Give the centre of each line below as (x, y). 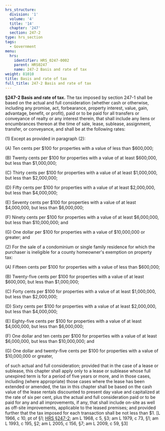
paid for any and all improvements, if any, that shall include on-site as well (80, 402)
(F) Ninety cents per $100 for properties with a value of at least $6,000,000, (82, 217)
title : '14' (22, 24)
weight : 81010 (20, 74)
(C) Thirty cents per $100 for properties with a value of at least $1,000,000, (81, 172)
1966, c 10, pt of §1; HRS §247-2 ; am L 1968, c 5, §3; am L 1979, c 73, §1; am (82, 418)
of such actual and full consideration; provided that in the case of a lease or (82, 365)
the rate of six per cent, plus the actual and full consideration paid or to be (81, 397)
